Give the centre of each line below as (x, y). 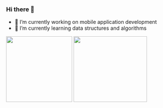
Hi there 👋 (21, 9)
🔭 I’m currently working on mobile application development (86, 22)
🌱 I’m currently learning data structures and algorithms (80, 28)
